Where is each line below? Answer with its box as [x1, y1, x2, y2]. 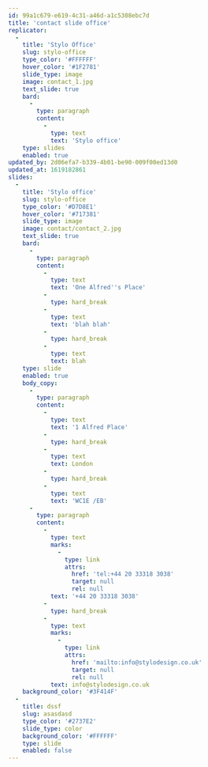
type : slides [22, 144, 65, 152]
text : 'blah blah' [50, 320, 111, 328]
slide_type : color [22, 724, 83, 732]
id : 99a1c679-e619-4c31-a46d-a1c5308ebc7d [8, 11, 150, 20]
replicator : [8, 26, 47, 34]
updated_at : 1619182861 [8, 166, 87, 174]
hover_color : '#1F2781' [22, 63, 101, 71]
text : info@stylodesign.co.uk [50, 681, 150, 689]
